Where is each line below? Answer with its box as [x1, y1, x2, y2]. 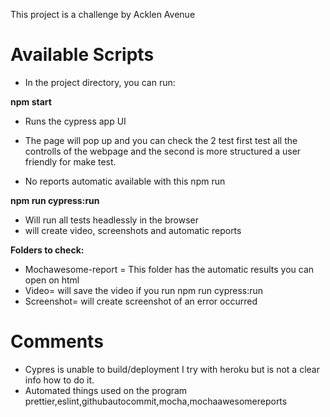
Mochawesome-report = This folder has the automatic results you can [24, 263, 315, 275]
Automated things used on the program [24, 384, 188, 396]
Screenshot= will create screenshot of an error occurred [24, 295, 258, 307]
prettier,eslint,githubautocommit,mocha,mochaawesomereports [24, 395, 288, 407]
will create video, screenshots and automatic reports [24, 224, 242, 236]
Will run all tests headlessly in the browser [24, 214, 200, 226]
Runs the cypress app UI [24, 115, 127, 127]
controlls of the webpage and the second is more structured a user [24, 145, 302, 157]
